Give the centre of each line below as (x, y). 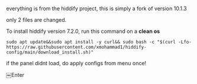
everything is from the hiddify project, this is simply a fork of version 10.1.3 (97, 9)
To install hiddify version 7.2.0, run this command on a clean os (83, 31)
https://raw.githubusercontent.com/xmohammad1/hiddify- (76, 47)
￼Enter (15, 75)
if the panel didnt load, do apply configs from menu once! (76, 63)
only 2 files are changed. (36, 20)
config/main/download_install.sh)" (50, 52)
